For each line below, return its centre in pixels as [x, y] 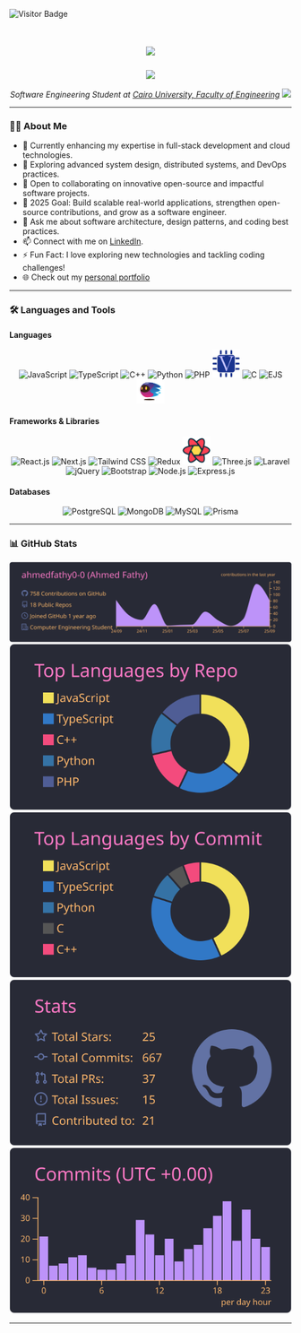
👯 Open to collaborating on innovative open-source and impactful [143, 184]
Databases [30, 491]
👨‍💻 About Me [38, 126]
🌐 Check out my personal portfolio [86, 277]
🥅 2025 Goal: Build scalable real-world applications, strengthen [139, 203]
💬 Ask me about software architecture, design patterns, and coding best [155, 222]
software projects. [56, 194]
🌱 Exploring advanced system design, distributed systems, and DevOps [154, 165]
